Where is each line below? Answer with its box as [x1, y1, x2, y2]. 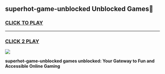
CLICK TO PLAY [5, 19, 43, 26]
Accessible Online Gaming [5, 63, 60, 69]
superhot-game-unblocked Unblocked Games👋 [5, 5, 154, 13]
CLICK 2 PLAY [5, 37, 39, 44]
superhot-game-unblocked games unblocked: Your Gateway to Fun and [5, 58, 155, 64]
